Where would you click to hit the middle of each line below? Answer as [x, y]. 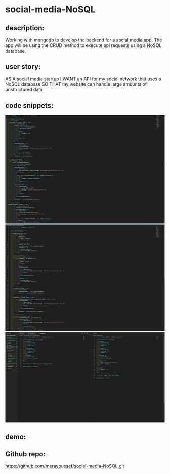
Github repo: [26, 454]
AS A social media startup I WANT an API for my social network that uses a [83, 79]
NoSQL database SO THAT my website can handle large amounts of [76, 84]
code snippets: [29, 105]
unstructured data [24, 89]
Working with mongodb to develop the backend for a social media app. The [84, 40]
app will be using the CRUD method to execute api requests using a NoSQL [83, 45]
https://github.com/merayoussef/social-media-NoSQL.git [65, 466]
